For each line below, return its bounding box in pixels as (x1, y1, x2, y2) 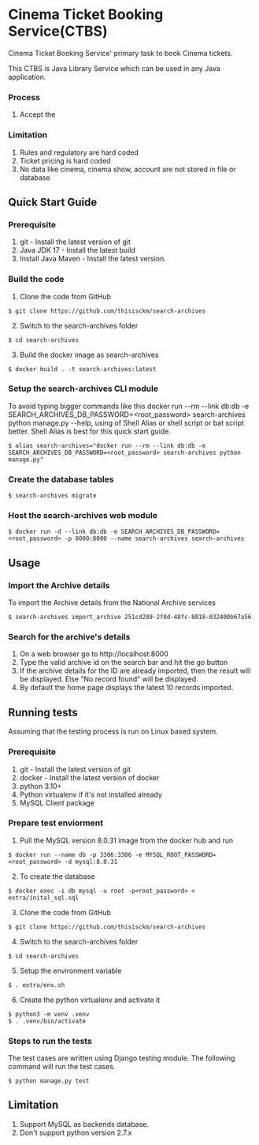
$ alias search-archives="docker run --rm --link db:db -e (8, 441, 206, 449)
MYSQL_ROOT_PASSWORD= (145, 850, 216, 858)
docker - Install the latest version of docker (19, 772, 160, 783)
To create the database (19, 871, 95, 881)
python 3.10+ (19, 781, 62, 790)
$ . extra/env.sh (8, 981, 65, 989)
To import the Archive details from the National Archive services (8, 598, 216, 607)
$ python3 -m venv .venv (8, 1010, 90, 1018)
